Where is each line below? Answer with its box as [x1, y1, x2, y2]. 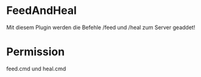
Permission [6, 45, 65, 59]
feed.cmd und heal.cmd [6, 65, 66, 72]
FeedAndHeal [6, 4, 77, 18]
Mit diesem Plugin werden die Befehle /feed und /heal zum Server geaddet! [6, 24, 196, 31]
